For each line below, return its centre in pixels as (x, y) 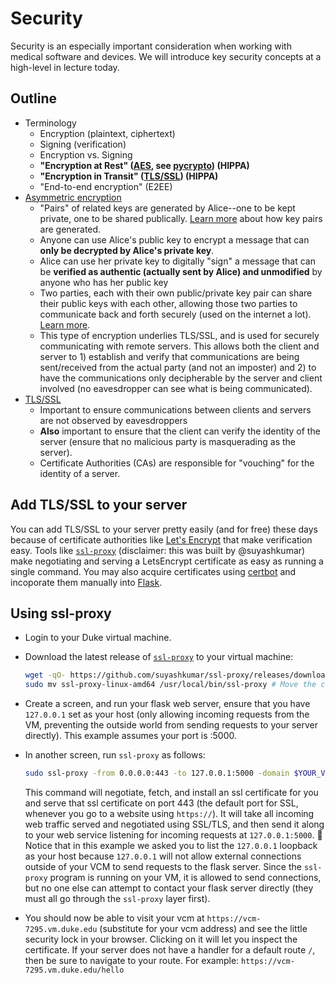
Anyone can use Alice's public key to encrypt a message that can (174, 239)
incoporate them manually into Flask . (86, 582)
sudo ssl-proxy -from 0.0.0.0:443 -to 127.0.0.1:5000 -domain (157, 773)
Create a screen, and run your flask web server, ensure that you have (167, 704)
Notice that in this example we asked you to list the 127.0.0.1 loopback (171, 845)
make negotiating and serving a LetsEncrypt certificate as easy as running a (167, 561)
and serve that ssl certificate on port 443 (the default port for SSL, (161, 803)
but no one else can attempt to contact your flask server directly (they (169, 888)
